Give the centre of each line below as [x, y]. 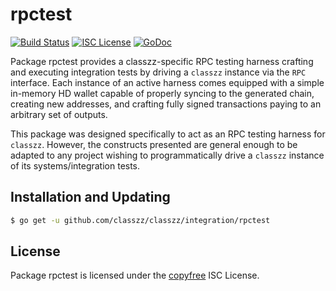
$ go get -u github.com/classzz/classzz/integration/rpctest [140, 220]
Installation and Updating [90, 197]
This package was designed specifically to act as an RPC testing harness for [168, 134]
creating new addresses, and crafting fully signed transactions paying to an [166, 104]
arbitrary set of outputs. [59, 114]
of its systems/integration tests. [75, 165]
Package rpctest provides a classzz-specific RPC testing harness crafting [162, 61]
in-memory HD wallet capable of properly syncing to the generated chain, [162, 93]
